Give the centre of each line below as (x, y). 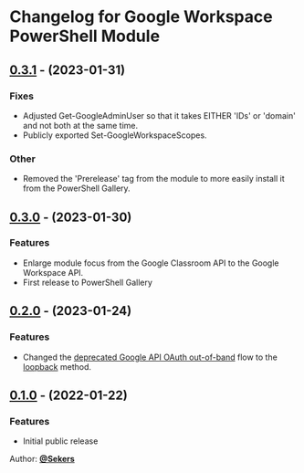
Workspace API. (53, 272)
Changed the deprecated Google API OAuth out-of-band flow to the (150, 357)
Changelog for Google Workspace (141, 17)
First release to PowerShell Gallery (88, 282)
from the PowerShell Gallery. (76, 188)
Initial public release (60, 441)
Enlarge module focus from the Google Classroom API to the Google (151, 263)
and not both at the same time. (80, 125)
